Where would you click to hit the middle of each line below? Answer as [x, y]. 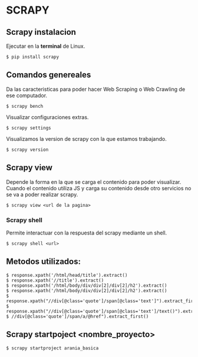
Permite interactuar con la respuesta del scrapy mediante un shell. [87, 233]
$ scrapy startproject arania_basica [52, 348]
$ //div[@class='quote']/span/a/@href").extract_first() [77, 316]
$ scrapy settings [29, 128]
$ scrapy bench [25, 106]
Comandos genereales [49, 75]
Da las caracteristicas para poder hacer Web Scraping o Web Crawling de [96, 89]
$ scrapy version [27, 150]
